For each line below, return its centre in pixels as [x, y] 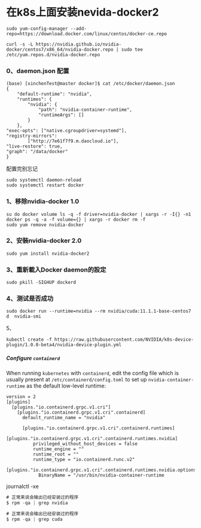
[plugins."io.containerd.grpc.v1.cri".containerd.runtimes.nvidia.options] [103, 470]
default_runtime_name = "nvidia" [64, 418]
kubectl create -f [29, 340]
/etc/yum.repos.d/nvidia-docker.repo [53, 54]
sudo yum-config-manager [37, 28]
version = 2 [21, 397]
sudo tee [132, 49]
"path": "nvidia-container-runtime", [85, 110]
